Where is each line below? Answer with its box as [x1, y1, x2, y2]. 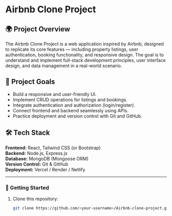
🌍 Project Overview [5, 25, 71, 33]
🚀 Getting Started [5, 184, 50, 191]
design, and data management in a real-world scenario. [5, 63, 122, 69]
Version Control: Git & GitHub [5, 161, 69, 167]
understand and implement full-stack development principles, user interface [5, 57, 166, 63]
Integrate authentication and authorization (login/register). [12, 102, 136, 108]
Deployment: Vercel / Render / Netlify [5, 166, 85, 172]
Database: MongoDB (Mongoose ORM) [5, 155, 89, 162]
